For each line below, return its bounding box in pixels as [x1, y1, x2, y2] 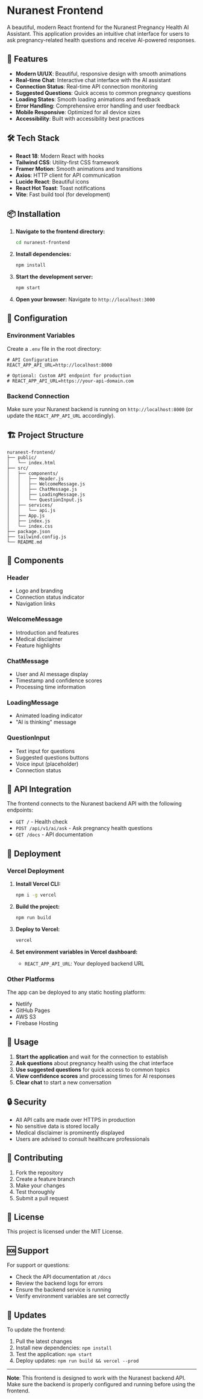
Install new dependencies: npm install [15, 1344, 112, 1351]
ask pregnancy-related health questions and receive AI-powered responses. [7, 36, 196, 43]
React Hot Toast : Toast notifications [15, 184, 106, 191]
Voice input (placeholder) [15, 760, 79, 767]
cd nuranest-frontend [15, 240, 70, 246]
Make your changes [15, 1182, 65, 1189]
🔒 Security [7, 1097, 47, 1107]
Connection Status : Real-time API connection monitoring [15, 83, 158, 90]
